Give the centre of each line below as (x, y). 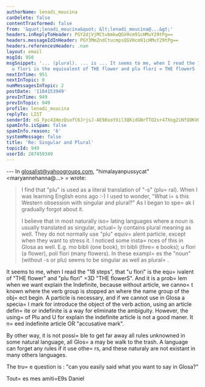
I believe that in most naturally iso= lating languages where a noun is (107, 221)
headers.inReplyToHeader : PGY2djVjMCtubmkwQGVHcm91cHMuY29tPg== (90, 35)
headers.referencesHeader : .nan (47, 46)
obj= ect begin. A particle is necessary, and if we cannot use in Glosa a (95, 297)
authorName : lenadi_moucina (42, 12)
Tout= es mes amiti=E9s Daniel (45, 378)
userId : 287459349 (30, 154)
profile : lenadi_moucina (38, 108)
